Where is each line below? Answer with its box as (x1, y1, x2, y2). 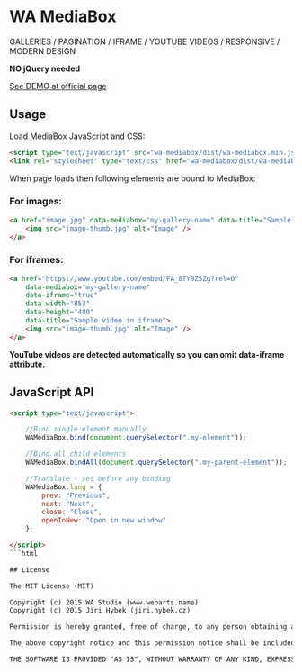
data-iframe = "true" (25, 291, 99, 300)
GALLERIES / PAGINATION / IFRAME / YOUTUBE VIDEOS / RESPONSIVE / (9, 36, 280, 47)
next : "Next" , (41, 499, 94, 508)
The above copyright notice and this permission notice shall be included (9, 639, 296, 648)
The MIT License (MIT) (9, 581, 94, 591)
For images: (9, 195, 63, 208)
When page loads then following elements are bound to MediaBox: (9, 173, 256, 184)
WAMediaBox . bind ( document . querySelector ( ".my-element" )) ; (25, 433, 247, 442)
